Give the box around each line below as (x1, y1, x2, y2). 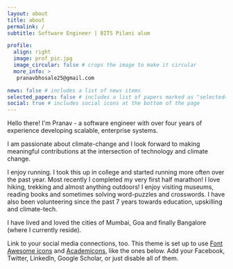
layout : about (7, 10, 49, 17)
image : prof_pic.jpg (13, 55, 73, 63)
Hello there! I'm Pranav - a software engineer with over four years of (7, 119, 202, 127)
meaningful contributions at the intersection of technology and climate (7, 147, 208, 156)
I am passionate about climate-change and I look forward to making (7, 140, 200, 148)
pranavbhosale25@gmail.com (16, 74, 95, 81)
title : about (7, 17, 45, 24)
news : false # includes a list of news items (7, 87, 141, 94)
